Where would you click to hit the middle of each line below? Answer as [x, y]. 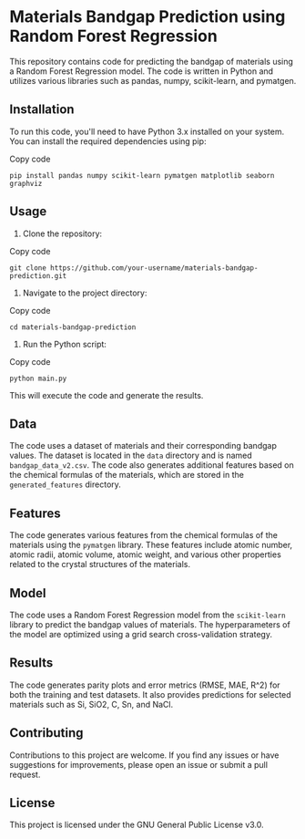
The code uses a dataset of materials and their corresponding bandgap [143, 446]
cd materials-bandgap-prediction [73, 327]
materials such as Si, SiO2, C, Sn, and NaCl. [91, 704]
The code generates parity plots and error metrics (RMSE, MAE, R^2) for [145, 685]
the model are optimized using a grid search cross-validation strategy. [141, 634]
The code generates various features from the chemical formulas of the [144, 535]
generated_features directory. [65, 484]
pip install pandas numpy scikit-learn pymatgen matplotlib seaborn [142, 175]
